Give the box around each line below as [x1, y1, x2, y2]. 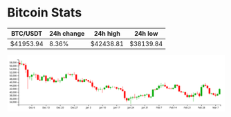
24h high [93, 30, 121, 38]
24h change [49, 30, 85, 38]
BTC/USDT [11, 30, 43, 38]
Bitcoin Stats [7, 5, 82, 21]
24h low [133, 30, 158, 38]
